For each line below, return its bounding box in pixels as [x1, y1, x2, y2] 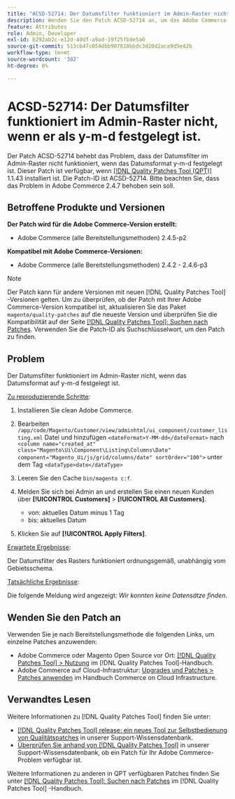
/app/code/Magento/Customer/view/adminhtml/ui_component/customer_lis [17, 427, 228, 434]
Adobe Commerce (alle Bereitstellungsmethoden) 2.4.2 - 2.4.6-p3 [17, 260, 208, 270]
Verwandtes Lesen [7, 694, 91, 706]
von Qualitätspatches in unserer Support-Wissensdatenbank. [17, 733, 194, 742]
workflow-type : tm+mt [7, 50, 71, 57]
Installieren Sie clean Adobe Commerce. [17, 406, 134, 415]
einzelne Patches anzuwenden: [7, 638, 98, 646]
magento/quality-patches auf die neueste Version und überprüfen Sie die [7, 310, 218, 319]
